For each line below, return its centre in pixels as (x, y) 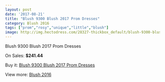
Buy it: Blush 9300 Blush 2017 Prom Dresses (50, 65)
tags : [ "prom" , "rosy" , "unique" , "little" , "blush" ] (57, 28)
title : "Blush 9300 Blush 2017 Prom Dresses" (52, 19)
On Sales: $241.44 (24, 56)
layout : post (18, 10)
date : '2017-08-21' (25, 14)
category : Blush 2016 (27, 23)
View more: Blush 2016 (28, 74)
